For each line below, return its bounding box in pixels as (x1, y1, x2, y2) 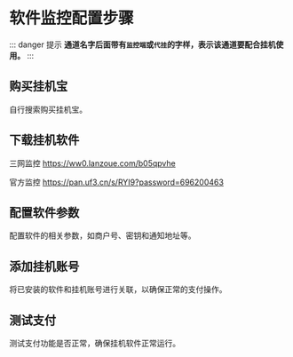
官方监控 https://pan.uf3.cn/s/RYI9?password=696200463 (9, 177, 225, 187)
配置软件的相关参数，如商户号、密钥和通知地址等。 (9, 230, 196, 241)
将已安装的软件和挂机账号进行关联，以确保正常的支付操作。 (9, 284, 227, 295)
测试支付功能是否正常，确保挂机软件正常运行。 (9, 338, 180, 348)
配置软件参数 (9, 205, 80, 220)
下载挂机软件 (9, 132, 80, 147)
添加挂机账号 (9, 258, 80, 274)
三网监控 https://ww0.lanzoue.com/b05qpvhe (9, 157, 176, 169)
